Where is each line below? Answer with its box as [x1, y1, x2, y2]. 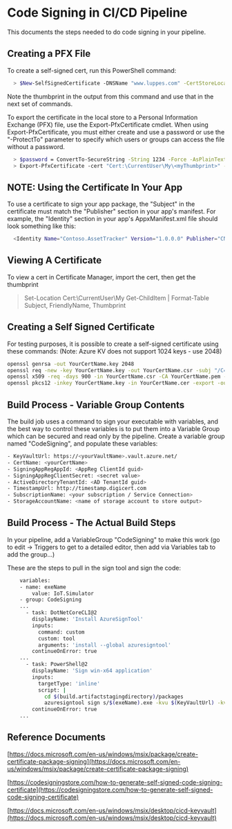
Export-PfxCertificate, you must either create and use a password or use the [7, 128, 225, 136]
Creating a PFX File [7, 48, 91, 60]
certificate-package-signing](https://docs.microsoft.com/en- [7, 757, 181, 765]
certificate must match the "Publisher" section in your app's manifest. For [7, 207, 216, 216]
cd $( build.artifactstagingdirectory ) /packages [43, 693, 184, 700]
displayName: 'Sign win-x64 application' [32, 667, 153, 674]
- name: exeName [19, 584, 67, 591]
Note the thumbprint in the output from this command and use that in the [7, 92, 214, 101]
